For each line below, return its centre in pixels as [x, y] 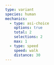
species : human [21, 14]
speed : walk [26, 50]
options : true [28, 28]
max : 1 [21, 42]
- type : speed [24, 46]
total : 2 [23, 32]
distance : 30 [27, 55]
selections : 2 [28, 37]
